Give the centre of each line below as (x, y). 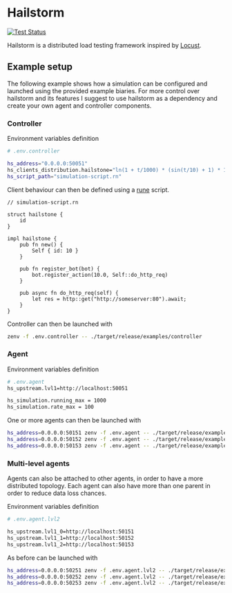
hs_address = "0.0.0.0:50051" (48, 164)
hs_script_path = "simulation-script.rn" (65, 176)
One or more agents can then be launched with (74, 420)
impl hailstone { (32, 239)
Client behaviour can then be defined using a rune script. (88, 189)
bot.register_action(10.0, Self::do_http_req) (100, 275)
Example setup (40, 67)
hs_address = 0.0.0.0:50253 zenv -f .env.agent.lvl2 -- (86, 583)
